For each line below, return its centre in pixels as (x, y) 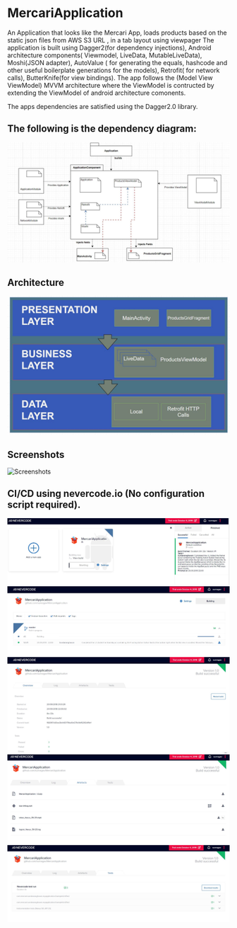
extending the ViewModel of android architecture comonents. (97, 93)
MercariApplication (65, 13)
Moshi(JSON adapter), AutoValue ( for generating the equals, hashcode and (117, 62)
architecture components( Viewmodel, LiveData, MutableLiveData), (105, 55)
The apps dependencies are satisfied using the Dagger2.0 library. (103, 106)
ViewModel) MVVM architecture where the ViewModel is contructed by (111, 85)
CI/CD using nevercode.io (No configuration (106, 494)
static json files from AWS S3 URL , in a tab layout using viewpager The (111, 40)
